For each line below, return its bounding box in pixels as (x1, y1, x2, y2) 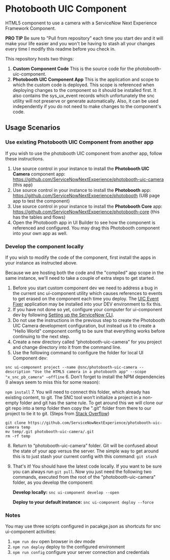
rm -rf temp (5, 434, 30, 439)
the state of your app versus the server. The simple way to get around (12, 448, 159, 454)
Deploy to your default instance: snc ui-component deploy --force (12, 499, 154, 505)
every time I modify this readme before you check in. (5, 46, 116, 52)
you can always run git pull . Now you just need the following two (12, 468, 152, 475)
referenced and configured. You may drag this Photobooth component (12, 224, 160, 231)
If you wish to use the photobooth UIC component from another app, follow (5, 150, 162, 156)
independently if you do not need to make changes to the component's (12, 103, 161, 109)
